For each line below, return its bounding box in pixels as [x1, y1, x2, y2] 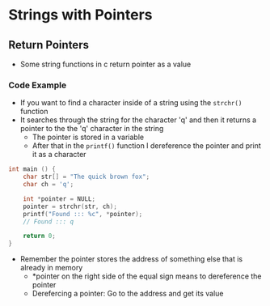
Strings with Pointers [8, 6, 153, 24]
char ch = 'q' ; [23, 181, 74, 189]
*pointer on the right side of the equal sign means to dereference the [32, 271, 262, 281]
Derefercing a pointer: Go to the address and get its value [32, 289, 224, 299]
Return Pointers [8, 38, 89, 52]
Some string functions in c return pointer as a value [19, 59, 192, 69]
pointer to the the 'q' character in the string [19, 124, 164, 134]
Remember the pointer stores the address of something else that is [19, 254, 243, 264]
